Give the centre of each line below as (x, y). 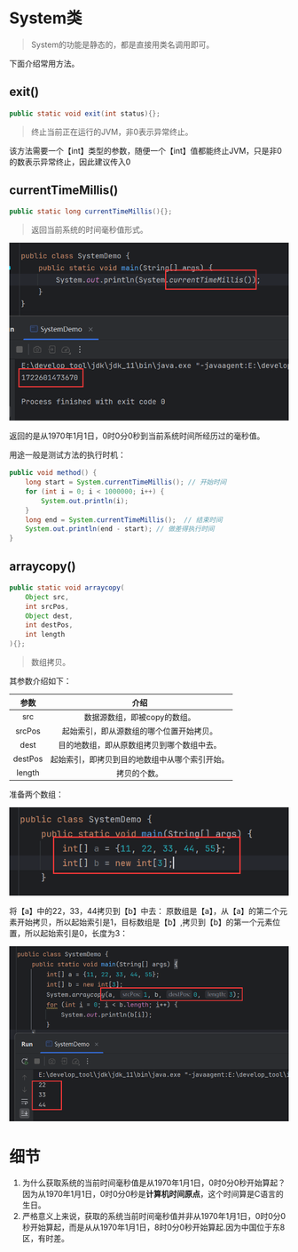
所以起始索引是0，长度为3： (76, 934)
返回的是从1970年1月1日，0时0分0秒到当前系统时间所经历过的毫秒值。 (137, 436)
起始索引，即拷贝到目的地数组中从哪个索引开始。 (140, 759)
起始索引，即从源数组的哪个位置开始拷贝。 (140, 731)
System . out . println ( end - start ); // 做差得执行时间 (120, 529)
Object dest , (49, 616)
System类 (46, 18)
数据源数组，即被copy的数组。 (140, 717)
